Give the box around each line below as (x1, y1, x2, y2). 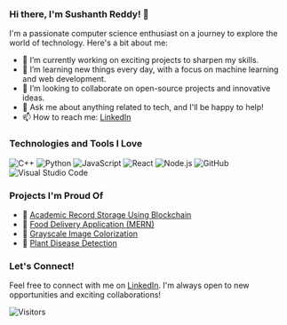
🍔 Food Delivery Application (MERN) (21, 218, 155, 229)
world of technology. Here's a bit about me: (9, 37, 169, 48)
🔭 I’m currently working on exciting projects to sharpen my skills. (21, 55, 259, 66)
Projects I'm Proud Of (9, 189, 104, 202)
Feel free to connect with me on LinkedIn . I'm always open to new (9, 280, 251, 291)
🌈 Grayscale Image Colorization (21, 228, 139, 239)
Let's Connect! (9, 259, 75, 272)
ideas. (21, 92, 45, 103)
